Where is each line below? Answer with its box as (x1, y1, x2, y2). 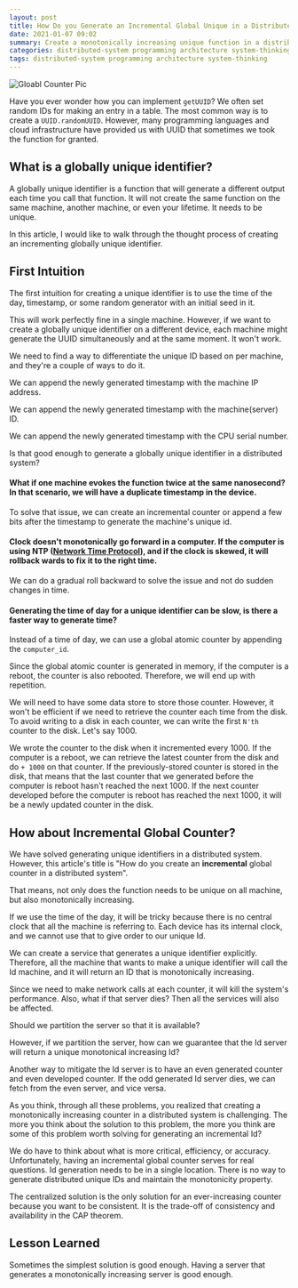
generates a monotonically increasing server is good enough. (9, 1268, 233, 1279)
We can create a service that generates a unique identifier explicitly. (9, 948, 258, 959)
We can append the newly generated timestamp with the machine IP (9, 377, 259, 388)
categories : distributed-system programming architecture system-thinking (9, 46, 292, 55)
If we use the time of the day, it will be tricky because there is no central (9, 912, 272, 922)
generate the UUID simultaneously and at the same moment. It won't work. (9, 333, 282, 343)
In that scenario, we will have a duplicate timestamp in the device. (9, 487, 257, 498)
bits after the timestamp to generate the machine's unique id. (9, 516, 232, 527)
